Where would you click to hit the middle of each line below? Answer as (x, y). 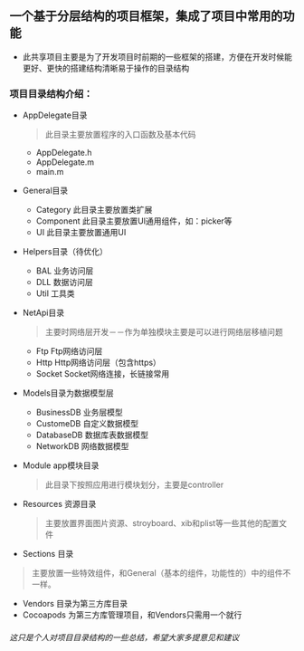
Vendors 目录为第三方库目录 (75, 604)
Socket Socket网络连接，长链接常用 (103, 374)
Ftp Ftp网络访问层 (69, 351)
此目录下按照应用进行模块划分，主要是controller (134, 485)
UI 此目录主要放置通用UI (81, 233)
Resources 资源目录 (59, 504)
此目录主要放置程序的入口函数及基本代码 (120, 135)
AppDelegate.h (64, 153)
